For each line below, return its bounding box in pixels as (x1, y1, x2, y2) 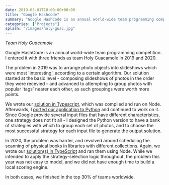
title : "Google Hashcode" (5, 12, 59, 17)
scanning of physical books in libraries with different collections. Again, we (5, 143, 160, 149)
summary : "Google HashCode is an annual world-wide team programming (5, 17, 154, 22)
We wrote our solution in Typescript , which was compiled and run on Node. (5, 101, 161, 107)
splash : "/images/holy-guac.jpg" (5, 26, 75, 31)
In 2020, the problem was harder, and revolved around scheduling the (5, 138, 150, 144)
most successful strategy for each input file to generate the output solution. (5, 128, 162, 134)
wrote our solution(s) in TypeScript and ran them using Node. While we (5, 148, 152, 154)
